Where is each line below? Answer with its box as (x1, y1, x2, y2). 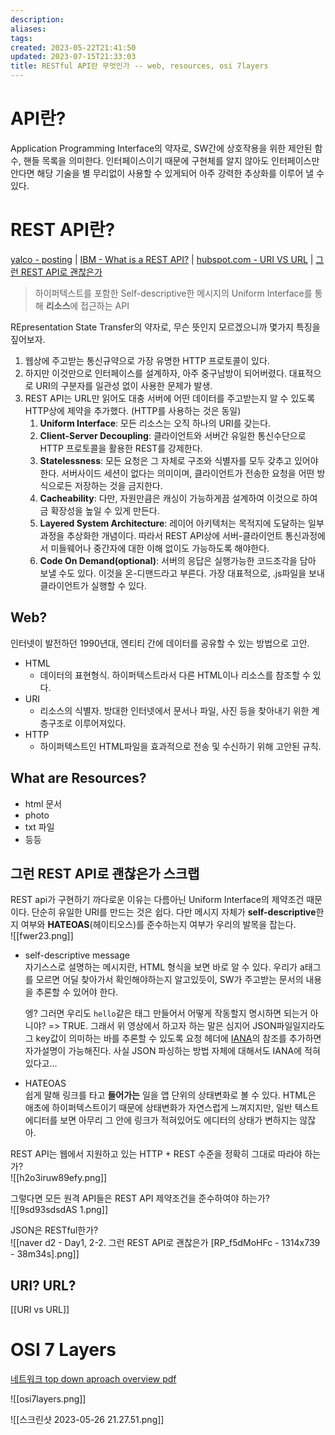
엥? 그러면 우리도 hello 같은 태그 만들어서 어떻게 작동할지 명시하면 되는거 (24, 1007, 308, 1020)
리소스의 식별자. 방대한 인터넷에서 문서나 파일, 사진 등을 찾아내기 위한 (39, 704, 310, 716)
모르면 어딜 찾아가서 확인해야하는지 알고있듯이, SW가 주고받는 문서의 (35, 974, 304, 986)
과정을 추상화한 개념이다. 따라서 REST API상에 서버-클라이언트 (39, 529, 283, 541)
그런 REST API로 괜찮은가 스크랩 (10, 865, 200, 882)
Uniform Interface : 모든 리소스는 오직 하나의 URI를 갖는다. (39, 417, 272, 429)
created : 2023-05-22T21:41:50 (10, 42, 137, 53)
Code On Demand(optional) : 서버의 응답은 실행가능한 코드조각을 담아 (39, 554, 317, 566)
